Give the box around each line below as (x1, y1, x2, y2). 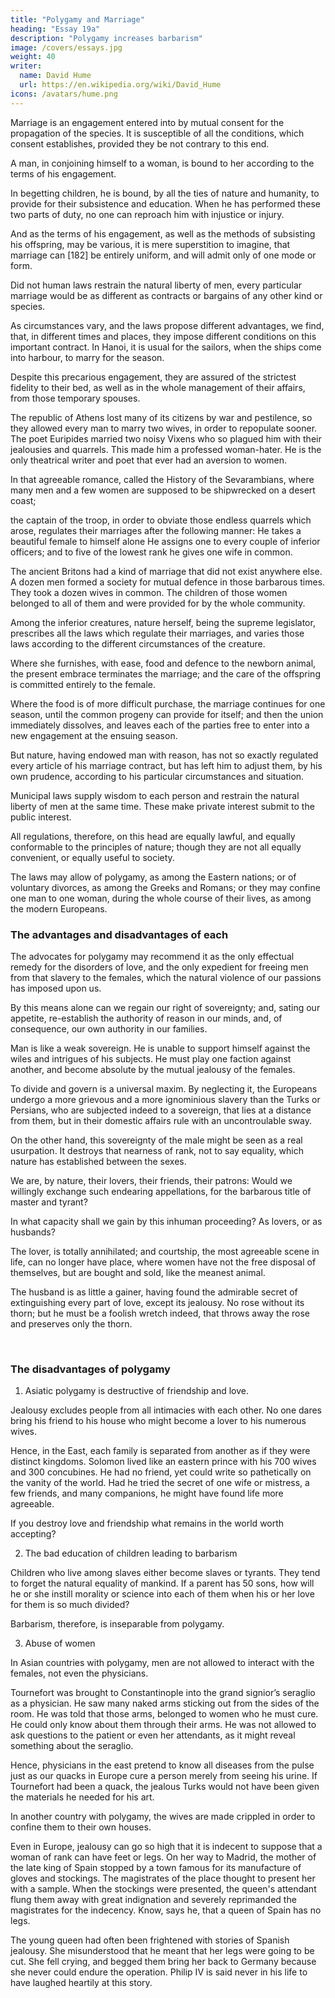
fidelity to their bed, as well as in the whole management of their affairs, (10, 381, 306, 393)
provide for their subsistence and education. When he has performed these (10, 197, 321, 210)
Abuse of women (24, 1637, 96, 1650)
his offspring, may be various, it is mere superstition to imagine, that (10, 238, 291, 250)
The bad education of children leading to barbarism (24, 1547, 238, 1560)
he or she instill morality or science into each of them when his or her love (10, 1588, 315, 1600)
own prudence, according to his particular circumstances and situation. (10, 770, 305, 782)
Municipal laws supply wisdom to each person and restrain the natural (10, 789, 300, 801)
